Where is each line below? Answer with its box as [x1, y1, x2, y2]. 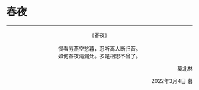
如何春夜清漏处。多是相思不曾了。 [58, 52, 141, 59]
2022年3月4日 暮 [150, 77, 193, 84]
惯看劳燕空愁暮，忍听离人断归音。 [58, 45, 141, 52]
